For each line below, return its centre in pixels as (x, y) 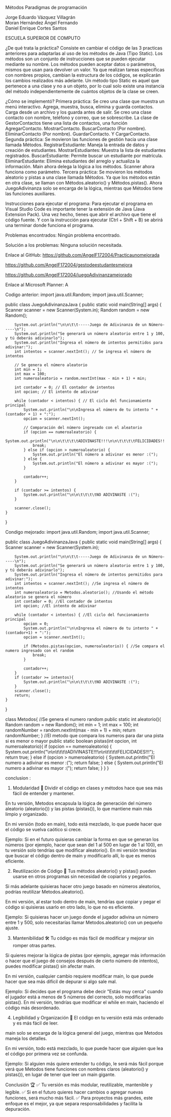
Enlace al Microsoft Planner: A (37, 285)
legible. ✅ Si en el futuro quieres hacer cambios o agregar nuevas (74, 1092)
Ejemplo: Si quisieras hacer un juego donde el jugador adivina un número (82, 917)
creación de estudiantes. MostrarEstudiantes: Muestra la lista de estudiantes (85, 150)
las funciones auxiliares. (31, 193)
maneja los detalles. (26, 1038)
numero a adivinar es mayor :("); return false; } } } (57, 768)
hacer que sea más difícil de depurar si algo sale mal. (61, 982)
